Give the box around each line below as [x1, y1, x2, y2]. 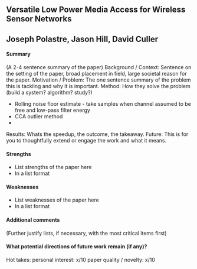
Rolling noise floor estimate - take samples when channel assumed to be [14, 100, 192, 107]
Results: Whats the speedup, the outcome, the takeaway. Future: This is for [6, 130, 189, 138]
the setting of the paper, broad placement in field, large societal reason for [6, 70, 187, 77]
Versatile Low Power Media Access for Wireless [6, 5, 186, 15]
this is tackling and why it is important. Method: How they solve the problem [6, 82, 191, 89]
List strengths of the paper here [14, 164, 92, 171]
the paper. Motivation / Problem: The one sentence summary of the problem [6, 76, 191, 83]
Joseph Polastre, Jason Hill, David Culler [6, 34, 159, 44]
